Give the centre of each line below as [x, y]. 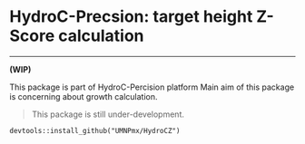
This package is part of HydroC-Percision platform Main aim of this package [152, 87]
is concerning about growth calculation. [84, 96]
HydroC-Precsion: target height [131, 17]
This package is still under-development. [108, 114]
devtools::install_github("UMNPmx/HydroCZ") [95, 130]
